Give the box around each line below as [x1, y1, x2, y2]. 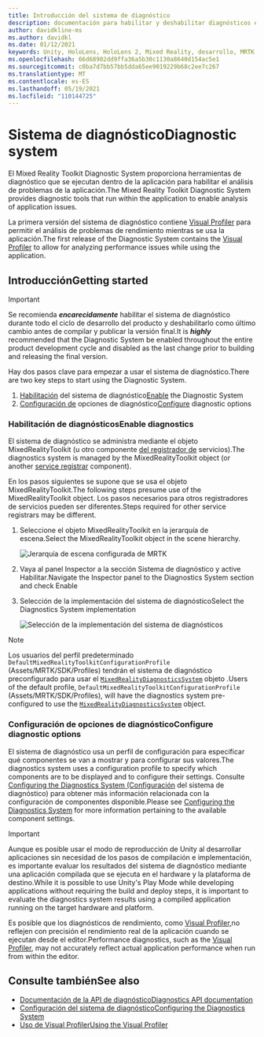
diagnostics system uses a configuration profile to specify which [8, 763, 218, 772]
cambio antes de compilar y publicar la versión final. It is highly [8, 327, 211, 335]
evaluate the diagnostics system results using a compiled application [8, 894, 231, 904]
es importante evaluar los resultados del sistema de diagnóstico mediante [8, 861, 247, 870]
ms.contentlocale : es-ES [8, 77, 90, 85]
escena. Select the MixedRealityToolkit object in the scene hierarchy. [19, 534, 241, 543]
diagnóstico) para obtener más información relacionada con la [8, 788, 210, 798]
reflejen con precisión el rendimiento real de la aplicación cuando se [8, 926, 229, 935]
